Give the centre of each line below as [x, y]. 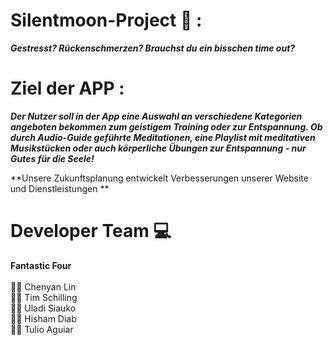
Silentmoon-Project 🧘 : [106, 20]
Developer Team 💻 [91, 231]
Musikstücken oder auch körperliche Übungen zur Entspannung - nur [158, 148]
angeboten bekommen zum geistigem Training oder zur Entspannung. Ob [166, 126]
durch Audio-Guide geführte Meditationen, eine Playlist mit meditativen [163, 137]
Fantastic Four [41, 265]
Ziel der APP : [67, 88]
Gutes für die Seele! [52, 158]
